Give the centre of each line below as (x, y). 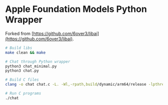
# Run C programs (23, 94)
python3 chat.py (22, 71)
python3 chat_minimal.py (31, 66)
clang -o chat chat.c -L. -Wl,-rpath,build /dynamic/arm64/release (76, 85)
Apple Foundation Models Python (76, 9)
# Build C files (22, 80)
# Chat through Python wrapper (38, 61)
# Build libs (19, 48)
